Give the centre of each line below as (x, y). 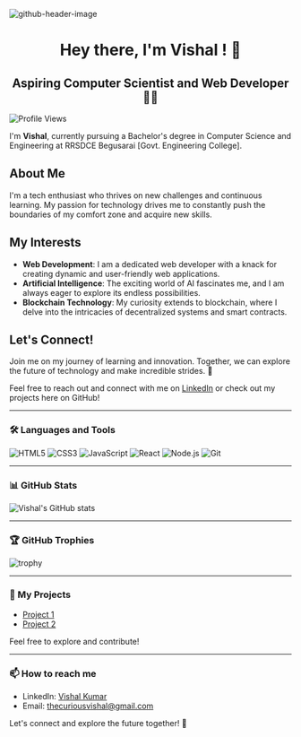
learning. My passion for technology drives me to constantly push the (138, 204)
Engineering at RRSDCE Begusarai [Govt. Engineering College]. (126, 145)
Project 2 (39, 624)
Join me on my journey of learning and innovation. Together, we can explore (150, 361)
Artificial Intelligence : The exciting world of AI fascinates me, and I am (153, 283)
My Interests (45, 243)
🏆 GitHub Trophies (52, 540)
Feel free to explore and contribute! (74, 641)
